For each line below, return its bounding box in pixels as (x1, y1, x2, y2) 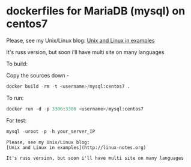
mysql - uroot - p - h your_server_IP (6, 128, 95, 135)
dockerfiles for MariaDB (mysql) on (6, 4, 186, 18)
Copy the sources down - (6, 71, 70, 79)
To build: (6, 60, 28, 67)
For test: (6, 117, 27, 124)
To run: (6, 94, 24, 102)
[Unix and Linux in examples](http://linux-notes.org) (6, 144, 147, 151)
